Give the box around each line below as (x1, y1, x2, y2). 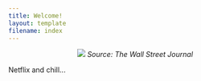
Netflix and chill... (8, 65, 66, 75)
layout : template (8, 19, 67, 27)
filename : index (8, 26, 63, 34)
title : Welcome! (8, 11, 63, 20)
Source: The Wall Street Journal (87, 50, 194, 59)
